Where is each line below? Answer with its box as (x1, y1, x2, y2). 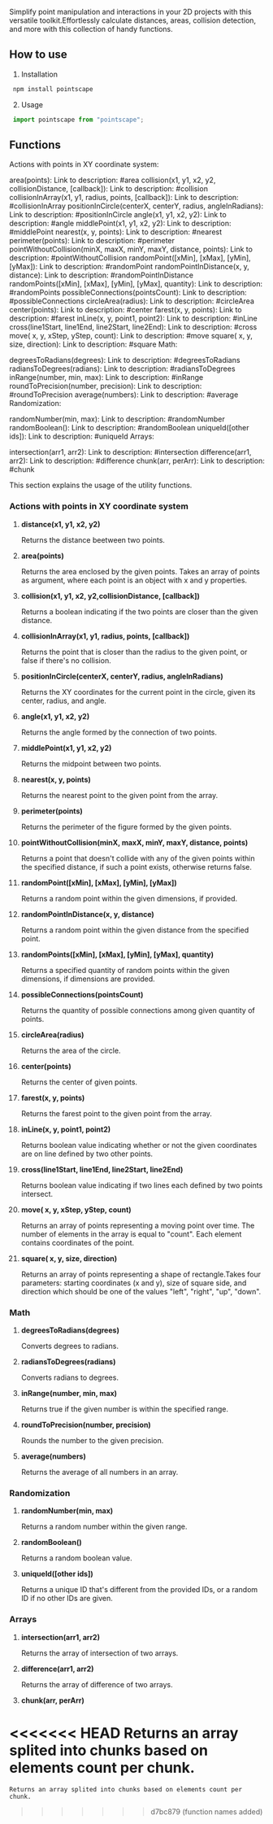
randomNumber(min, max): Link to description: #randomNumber (9, 414, 226, 424)
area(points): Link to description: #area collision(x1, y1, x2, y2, (9, 175, 216, 185)
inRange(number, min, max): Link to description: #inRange (9, 373, 204, 382)
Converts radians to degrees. (20, 1372, 119, 1382)
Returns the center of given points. (20, 1077, 137, 1087)
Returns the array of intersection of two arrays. (20, 1647, 179, 1658)
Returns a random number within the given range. (20, 1521, 188, 1532)
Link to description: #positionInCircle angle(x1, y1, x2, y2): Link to (9, 210, 227, 220)
